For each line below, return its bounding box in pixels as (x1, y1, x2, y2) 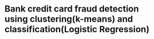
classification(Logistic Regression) (4, 24, 150, 35)
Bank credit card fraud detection (4, 3, 139, 14)
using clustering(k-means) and (4, 13, 133, 25)
